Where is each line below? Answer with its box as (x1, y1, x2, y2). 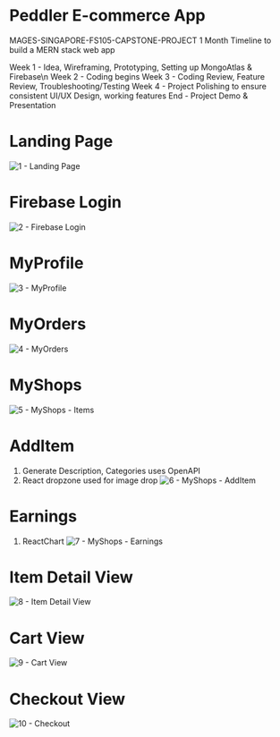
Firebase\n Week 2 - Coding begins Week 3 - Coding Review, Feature (9, 71, 266, 81)
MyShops (9, 375, 82, 394)
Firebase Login (9, 192, 123, 213)
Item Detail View (9, 567, 134, 587)
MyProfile (9, 253, 84, 273)
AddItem (9, 436, 75, 456)
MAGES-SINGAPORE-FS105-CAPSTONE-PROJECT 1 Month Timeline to (9, 35, 272, 46)
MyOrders (9, 314, 87, 334)
